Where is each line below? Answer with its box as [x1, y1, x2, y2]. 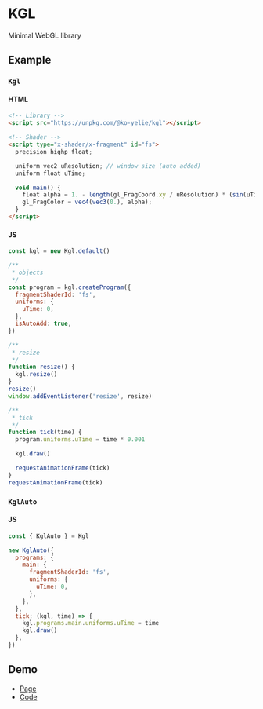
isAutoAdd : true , [15, 320, 72, 328]
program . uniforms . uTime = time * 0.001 [15, 436, 146, 444]
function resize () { [8, 363, 76, 371]
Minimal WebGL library [8, 31, 82, 40]
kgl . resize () [15, 371, 58, 378]
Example [8, 53, 52, 67]
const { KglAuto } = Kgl [8, 532, 89, 540]
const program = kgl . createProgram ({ [8, 283, 131, 291]
